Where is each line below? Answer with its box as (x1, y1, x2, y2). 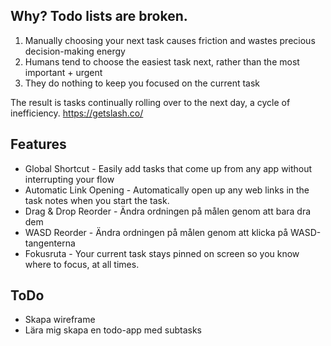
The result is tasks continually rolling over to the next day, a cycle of (10, 96, 291, 108)
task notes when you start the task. (24, 194, 170, 206)
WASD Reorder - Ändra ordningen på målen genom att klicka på (24, 226, 289, 238)
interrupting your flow (24, 173, 115, 185)
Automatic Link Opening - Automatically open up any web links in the (24, 184, 310, 196)
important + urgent (24, 66, 103, 78)
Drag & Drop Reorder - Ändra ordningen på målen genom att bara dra (24, 205, 312, 217)
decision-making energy (24, 45, 126, 57)
